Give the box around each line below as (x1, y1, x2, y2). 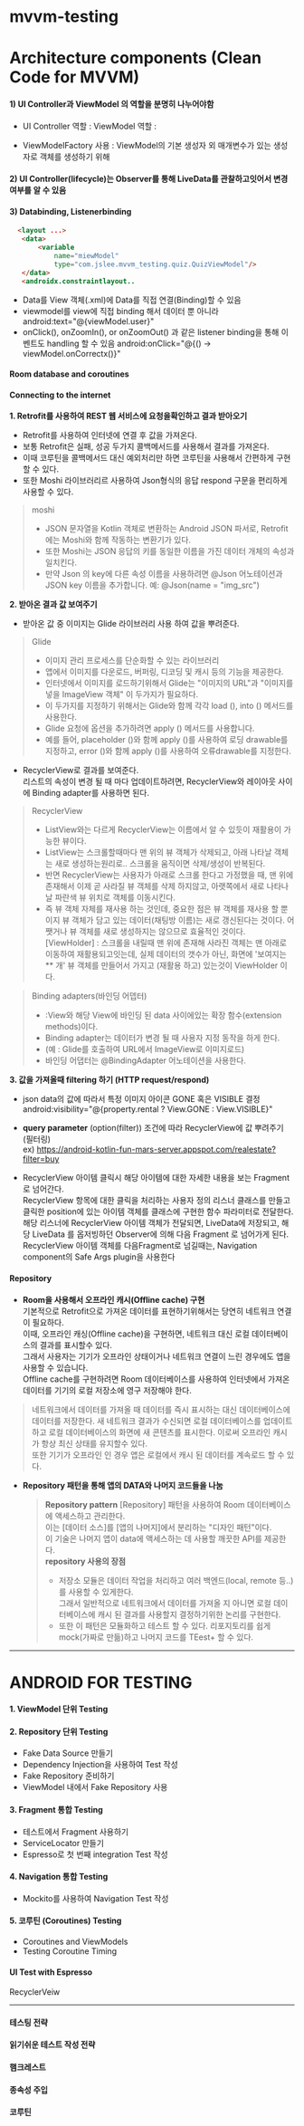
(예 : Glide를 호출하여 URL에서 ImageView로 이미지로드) (44, 1044, 245, 1055)
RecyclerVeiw (9, 1987, 61, 1997)
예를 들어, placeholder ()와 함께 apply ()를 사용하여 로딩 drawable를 (44, 734, 289, 745)
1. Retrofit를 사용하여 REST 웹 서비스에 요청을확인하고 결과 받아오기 (9, 410, 248, 422)
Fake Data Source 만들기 (22, 1748, 113, 1758)
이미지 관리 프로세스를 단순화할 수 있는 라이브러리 (44, 655, 220, 666)
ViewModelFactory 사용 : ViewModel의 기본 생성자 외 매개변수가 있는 (22, 139, 271, 150)
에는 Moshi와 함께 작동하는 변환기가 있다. (44, 534, 192, 545)
